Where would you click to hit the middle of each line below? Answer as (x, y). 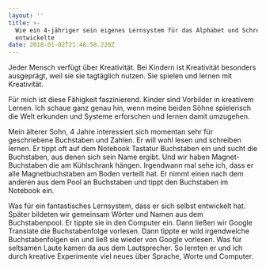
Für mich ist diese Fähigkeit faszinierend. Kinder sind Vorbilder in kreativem (131, 100)
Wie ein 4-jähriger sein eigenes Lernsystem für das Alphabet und (127, 30)
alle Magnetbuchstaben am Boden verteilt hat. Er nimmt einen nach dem (126, 174)
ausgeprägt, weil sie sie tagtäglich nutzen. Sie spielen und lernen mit (120, 76)
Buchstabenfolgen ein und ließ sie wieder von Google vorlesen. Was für (125, 240)
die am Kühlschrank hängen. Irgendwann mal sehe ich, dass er (151, 165)
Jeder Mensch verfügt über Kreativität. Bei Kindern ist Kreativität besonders (132, 67)
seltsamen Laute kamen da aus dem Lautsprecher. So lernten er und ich (125, 248)
